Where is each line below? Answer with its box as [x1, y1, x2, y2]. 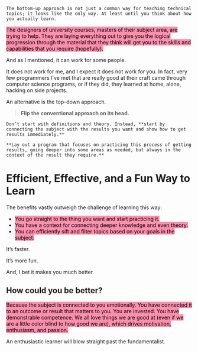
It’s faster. [6, 245, 30, 252]
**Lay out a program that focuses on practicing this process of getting [6, 142, 192, 148]
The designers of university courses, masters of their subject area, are [6, 27, 178, 33]
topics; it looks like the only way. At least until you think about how [6, 11, 192, 17]
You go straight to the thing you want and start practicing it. [14, 215, 160, 222]
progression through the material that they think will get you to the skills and [6, 39, 191, 45]
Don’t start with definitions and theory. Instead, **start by [6, 121, 165, 127]
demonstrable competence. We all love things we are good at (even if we [6, 314, 184, 321]
